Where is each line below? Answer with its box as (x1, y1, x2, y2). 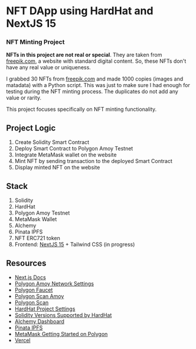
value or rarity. (6, 94, 42, 101)
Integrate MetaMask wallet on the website (14, 151, 117, 158)
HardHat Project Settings (14, 305, 76, 312)
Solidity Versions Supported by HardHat (14, 311, 112, 318)
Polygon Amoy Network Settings (14, 280, 94, 287)
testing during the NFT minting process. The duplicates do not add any (6, 88, 178, 95)
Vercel (14, 337, 31, 344)
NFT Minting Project (6, 38, 65, 46)
